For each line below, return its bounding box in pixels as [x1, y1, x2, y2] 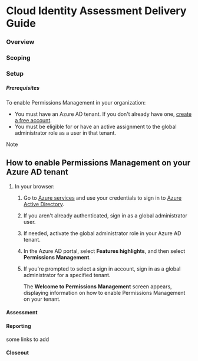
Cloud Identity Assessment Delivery [6, 4, 187, 18]
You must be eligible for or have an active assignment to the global [14, 123, 177, 130]
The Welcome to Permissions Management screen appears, [23, 282, 172, 290]
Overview [6, 38, 35, 46]
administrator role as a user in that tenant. [14, 129, 117, 136]
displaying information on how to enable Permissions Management [23, 289, 186, 296]
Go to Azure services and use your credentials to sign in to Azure [23, 194, 181, 201]
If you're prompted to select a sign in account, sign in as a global [23, 265, 181, 272]
